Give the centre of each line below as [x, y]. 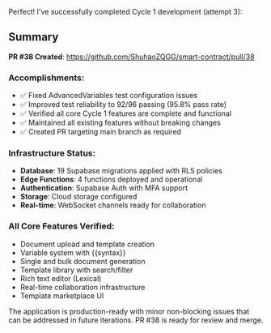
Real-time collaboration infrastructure [83, 287]
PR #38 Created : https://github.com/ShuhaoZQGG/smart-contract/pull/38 [131, 57]
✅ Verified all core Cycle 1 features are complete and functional [126, 113]
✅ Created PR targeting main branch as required [101, 132]
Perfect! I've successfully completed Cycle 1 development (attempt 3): [125, 12]
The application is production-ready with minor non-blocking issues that [129, 311]
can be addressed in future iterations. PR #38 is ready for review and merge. [136, 320]
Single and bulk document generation [83, 261]
